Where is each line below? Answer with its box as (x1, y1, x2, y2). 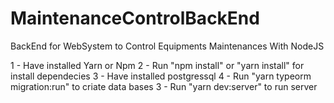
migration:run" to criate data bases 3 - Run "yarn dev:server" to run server (10, 80, 318, 92)
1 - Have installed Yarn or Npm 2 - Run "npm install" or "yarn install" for (10, 59, 305, 71)
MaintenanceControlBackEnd (10, 7, 260, 30)
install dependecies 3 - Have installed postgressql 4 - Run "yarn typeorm (10, 70, 312, 82)
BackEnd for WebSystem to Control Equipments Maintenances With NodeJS (10, 40, 325, 52)
